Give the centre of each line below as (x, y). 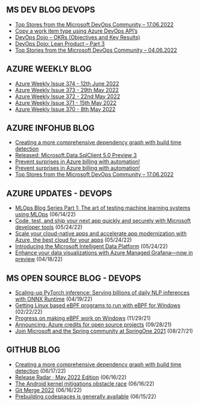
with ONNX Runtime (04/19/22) (54, 299)
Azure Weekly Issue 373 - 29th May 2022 (67, 90)
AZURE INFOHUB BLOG (50, 128)
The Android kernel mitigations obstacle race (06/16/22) (85, 383)
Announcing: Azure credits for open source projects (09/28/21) (93, 325)
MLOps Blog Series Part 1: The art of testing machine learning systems (103, 208)
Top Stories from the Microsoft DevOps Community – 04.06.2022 (96, 50)
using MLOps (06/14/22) (46, 214)
